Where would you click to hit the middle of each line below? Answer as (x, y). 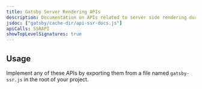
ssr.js (14, 80)
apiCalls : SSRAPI (28, 29)
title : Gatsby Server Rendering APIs (54, 12)
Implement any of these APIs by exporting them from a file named (88, 73)
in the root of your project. (56, 79)
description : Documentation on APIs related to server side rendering (96, 17)
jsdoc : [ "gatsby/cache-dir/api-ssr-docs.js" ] (64, 23)
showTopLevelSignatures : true (44, 34)
